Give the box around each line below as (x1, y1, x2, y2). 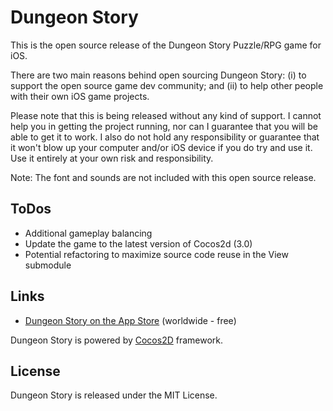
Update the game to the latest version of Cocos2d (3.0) (24, 237, 253, 250)
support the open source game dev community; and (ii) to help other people (10, 79, 324, 91)
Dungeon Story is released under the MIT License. (10, 389, 218, 401)
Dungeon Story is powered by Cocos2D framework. (10, 334, 224, 346)
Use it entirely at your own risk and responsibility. (10, 152, 214, 164)
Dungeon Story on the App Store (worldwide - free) (24, 314, 237, 326)
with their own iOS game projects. (10, 90, 150, 102)
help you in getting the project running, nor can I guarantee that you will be (10, 120, 318, 132)
